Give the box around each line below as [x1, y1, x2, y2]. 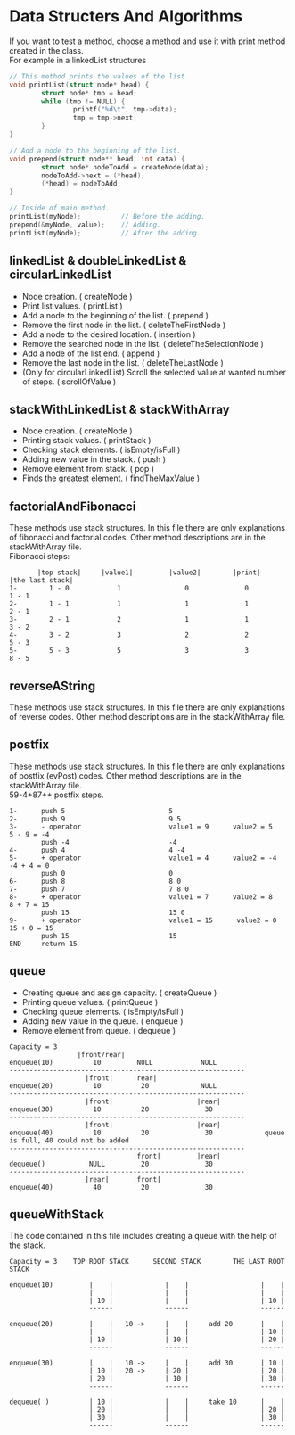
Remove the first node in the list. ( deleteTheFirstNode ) [21, 319, 226, 330]
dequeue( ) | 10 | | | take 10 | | [9, 1398, 285, 1406]
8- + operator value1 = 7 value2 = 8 [9, 892, 274, 902]
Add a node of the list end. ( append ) [21, 348, 160, 359]
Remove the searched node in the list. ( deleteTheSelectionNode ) [21, 338, 265, 349]
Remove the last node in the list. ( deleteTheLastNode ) [21, 357, 225, 367]
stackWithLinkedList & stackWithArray [9, 401, 230, 416]
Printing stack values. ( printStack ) [21, 435, 152, 446]
